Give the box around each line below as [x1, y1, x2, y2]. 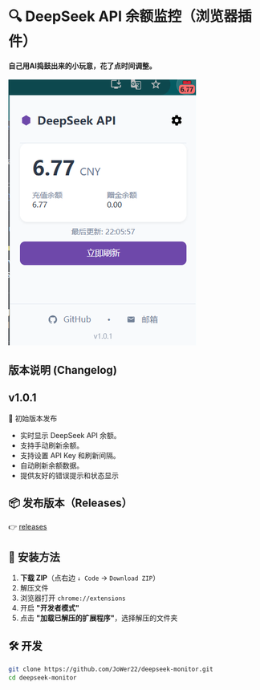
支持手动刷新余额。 [19, 440, 84, 450]
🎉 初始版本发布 [8, 413, 58, 423]
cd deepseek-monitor [8, 673, 78, 682]
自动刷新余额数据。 [19, 461, 84, 470]
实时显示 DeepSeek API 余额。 [19, 430, 121, 440]
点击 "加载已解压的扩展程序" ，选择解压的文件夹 [19, 613, 178, 623]
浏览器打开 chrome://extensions [19, 593, 126, 603]
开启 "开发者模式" [19, 603, 80, 613]
